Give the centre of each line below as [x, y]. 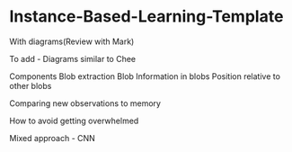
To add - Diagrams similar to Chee [73, 58]
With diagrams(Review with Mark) [72, 41]
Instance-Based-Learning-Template [146, 17]
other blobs [31, 85]
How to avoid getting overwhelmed [74, 121]
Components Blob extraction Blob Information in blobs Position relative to [145, 76]
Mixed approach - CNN [53, 138]
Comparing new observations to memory [85, 103]
